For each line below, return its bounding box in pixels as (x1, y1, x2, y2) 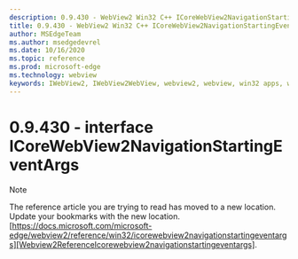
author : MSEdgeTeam (9, 29, 82, 38)
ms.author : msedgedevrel (9, 37, 101, 47)
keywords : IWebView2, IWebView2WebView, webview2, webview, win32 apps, (9, 79, 284, 88)
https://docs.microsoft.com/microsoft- (12, 220, 153, 231)
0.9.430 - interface (9, 117, 153, 137)
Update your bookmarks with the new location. (9, 210, 180, 222)
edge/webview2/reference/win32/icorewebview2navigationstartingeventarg (9, 230, 287, 240)
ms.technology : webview (9, 71, 98, 80)
